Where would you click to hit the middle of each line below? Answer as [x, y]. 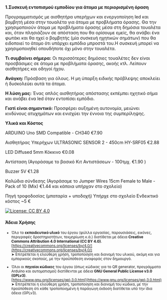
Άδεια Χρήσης [20, 222]
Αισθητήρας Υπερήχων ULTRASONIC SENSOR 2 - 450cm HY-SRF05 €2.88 [82, 142]
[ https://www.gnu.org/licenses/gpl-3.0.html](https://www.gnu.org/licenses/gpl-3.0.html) [86, 280]
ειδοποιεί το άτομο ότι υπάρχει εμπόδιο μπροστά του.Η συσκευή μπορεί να [82, 43]
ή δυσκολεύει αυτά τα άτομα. [36, 84]
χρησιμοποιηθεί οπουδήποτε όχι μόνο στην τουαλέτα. [60, 49]
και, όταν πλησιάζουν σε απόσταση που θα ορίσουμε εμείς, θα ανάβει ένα [83, 33]
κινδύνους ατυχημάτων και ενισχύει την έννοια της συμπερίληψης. [75, 113]
